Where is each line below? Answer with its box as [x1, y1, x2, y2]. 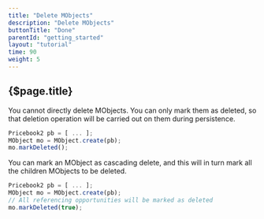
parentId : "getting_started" [8, 33, 104, 42]
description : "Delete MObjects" [8, 19, 114, 27]
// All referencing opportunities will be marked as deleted [8, 196, 214, 205]
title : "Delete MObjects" [8, 11, 93, 20]
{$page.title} [8, 84, 73, 98]
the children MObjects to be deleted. [8, 166, 128, 176]
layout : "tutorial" [8, 41, 73, 49]
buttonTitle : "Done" [8, 26, 76, 34]
